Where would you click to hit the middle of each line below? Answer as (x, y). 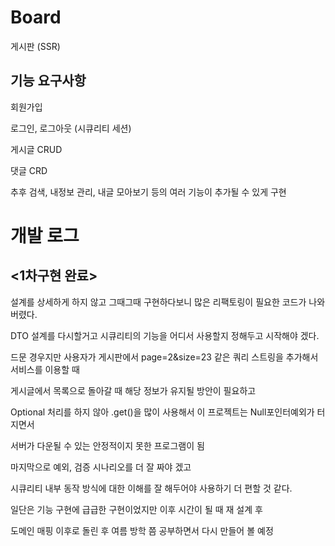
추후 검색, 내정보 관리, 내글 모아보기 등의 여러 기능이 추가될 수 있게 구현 (148, 192)
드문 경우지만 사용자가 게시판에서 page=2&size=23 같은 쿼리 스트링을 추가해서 (164, 357)
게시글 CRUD (36, 149)
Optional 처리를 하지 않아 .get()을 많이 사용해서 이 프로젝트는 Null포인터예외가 (162, 412)
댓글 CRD (29, 170)
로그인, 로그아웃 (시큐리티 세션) (71, 128)
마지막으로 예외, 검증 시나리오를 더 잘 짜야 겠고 (101, 467)
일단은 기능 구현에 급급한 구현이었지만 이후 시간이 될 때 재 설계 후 (136, 509)
